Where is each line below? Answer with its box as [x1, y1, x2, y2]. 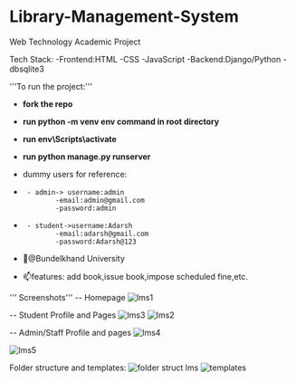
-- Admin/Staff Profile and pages [9, 327, 132, 338]
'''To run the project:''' [9, 81, 93, 91]
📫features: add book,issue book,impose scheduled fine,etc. [22, 271, 249, 282]
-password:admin [55, 204, 117, 213]
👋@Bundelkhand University [22, 253, 125, 263]
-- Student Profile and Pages [9, 310, 117, 320]
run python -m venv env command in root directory [22, 116, 220, 127]
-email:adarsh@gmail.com [55, 229, 149, 238]
